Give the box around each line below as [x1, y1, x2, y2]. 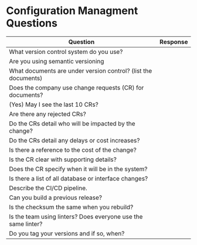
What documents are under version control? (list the [9, 66, 152, 74]
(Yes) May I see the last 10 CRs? [9, 100, 98, 108]
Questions [6, 16, 57, 30]
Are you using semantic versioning [9, 57, 104, 65]
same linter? [9, 220, 43, 228]
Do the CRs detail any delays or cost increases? [9, 136, 140, 144]
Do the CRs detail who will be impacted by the [9, 119, 136, 127]
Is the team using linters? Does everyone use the [9, 212, 143, 220]
